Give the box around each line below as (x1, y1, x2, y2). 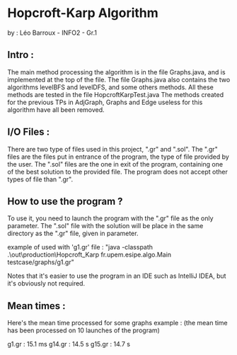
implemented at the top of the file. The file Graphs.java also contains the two (7, 75, 231, 84)
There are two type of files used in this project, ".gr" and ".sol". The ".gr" (7, 145, 218, 153)
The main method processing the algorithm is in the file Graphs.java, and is (7, 67, 226, 76)
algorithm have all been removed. (7, 105, 105, 114)
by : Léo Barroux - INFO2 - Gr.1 (7, 28, 98, 37)
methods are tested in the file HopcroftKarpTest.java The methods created (7, 90, 224, 98)
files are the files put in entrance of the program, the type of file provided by (7, 152, 230, 161)
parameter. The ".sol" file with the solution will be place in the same (7, 222, 204, 230)
